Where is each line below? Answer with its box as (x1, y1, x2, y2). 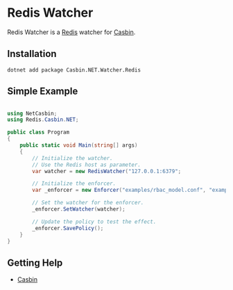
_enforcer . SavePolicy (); (32, 225, 104, 232)
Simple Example (7, 86, 78, 97)
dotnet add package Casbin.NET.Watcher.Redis (7, 66, 141, 74)
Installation (7, 48, 57, 60)
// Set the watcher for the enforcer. (32, 200, 144, 207)
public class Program (7, 129, 70, 136)
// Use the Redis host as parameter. (32, 161, 141, 168)
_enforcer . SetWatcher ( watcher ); (32, 206, 126, 213)
